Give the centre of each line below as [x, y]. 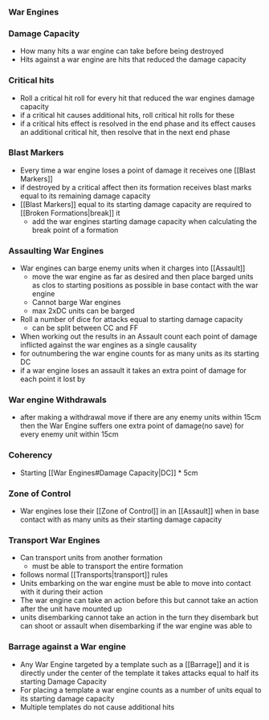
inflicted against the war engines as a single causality [108, 345]
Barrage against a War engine [67, 647]
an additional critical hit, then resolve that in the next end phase [125, 132]
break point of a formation [75, 230]
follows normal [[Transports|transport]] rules [94, 575]
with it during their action [61, 592]
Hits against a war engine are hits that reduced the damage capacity [133, 59]
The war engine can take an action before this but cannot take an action [139, 600]
